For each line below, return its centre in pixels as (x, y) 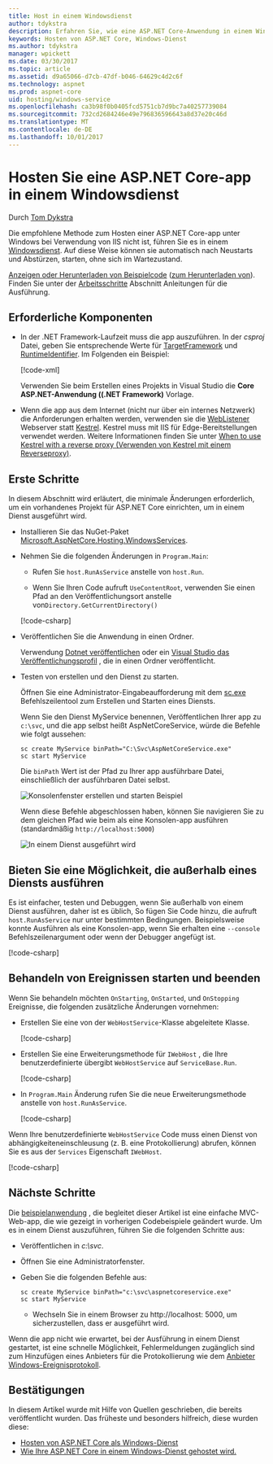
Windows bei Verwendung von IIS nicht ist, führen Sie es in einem (119, 242)
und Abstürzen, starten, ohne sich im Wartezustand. (95, 259)
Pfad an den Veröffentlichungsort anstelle (102, 597)
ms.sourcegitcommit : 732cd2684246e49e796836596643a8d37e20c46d (118, 115)
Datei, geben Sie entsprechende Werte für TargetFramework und (129, 346)
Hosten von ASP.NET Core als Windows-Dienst (99, 1443)
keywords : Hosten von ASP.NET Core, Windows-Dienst (97, 39)
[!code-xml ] (40, 370)
